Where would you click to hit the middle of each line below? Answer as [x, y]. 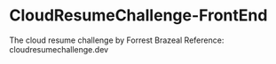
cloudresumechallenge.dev [59, 49]
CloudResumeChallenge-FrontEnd [138, 16]
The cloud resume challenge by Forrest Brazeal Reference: [117, 40]
